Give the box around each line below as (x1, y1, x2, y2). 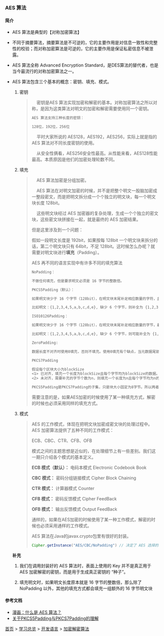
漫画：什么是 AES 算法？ (12, 610, 62, 615)
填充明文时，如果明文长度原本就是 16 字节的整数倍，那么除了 (19, 579, 142, 585)
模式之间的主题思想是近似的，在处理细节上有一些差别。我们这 (31, 448, 156, 454)
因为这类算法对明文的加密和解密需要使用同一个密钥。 (44, 106, 152, 112)
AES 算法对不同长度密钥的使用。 (31, 140, 97, 145)
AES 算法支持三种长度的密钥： (31, 116, 84, 120)
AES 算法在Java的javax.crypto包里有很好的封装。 (31, 533, 131, 539)
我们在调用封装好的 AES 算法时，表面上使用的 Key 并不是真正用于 (19, 563, 152, 568)
